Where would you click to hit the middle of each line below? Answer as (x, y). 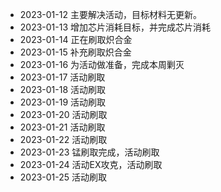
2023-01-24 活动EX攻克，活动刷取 (91, 164)
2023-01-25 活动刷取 (63, 177)
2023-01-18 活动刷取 (63, 89)
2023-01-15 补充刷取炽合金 (75, 52)
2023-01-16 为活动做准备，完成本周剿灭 (102, 64)
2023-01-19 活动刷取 (63, 102)
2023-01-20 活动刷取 (63, 114)
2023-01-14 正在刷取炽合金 (76, 39)
